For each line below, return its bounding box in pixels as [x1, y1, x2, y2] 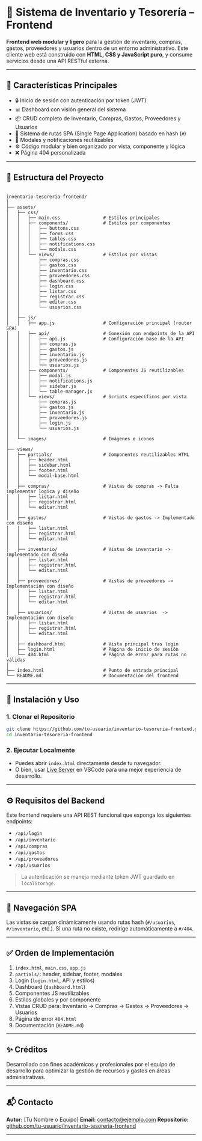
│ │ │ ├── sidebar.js [6, 383, 77, 389]
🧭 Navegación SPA [6, 902, 77, 913]
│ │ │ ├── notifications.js [6, 378, 93, 384]
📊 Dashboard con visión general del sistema [14, 105, 126, 113]
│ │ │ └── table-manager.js [6, 388, 93, 395]
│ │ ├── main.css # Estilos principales [6, 215, 161, 221]
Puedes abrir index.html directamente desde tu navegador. [14, 760, 162, 767]
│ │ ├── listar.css [6, 288, 77, 294]
